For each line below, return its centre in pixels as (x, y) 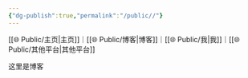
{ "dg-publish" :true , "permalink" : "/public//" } (85, 16)
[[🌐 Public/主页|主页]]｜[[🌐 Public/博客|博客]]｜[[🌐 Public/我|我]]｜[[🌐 (124, 39)
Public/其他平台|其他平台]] (52, 49)
